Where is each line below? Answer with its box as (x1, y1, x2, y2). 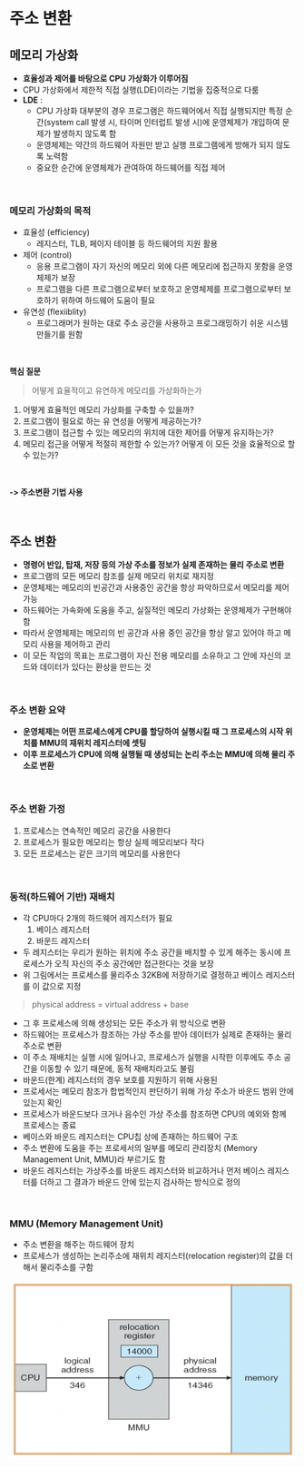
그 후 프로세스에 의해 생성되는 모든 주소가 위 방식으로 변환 (22, 1018, 227, 1029)
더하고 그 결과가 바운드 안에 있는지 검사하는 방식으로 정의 (39, 1177, 240, 1187)
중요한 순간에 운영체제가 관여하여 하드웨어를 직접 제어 (35, 162, 226, 172)
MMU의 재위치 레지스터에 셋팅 (39, 737, 147, 749)
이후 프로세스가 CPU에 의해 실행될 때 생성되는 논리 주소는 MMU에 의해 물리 (22, 749, 286, 760)
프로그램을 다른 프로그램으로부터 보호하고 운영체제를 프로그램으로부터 (35, 283, 282, 295)
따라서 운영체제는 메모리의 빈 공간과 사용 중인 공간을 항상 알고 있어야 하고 (22, 627, 282, 638)
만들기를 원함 (35, 329, 83, 340)
